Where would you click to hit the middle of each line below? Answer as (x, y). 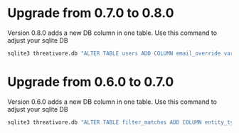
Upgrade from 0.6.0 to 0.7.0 (91, 82)
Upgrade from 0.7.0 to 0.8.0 (91, 13)
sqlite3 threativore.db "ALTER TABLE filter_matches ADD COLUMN (105, 122)
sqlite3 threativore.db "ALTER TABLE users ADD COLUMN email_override (114, 53)
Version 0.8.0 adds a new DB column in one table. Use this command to (112, 33)
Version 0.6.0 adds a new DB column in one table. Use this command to (112, 102)
